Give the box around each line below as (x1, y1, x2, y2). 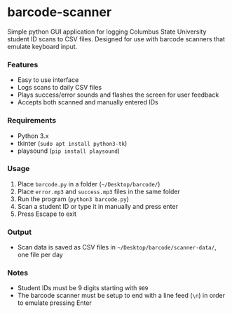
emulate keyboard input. (7, 42, 78, 50)
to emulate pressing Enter (17, 299, 93, 307)
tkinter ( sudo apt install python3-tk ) (17, 139, 128, 147)
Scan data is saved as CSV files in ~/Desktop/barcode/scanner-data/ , (17, 243, 217, 252)
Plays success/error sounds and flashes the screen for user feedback (17, 90, 219, 99)
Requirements (7, 116, 57, 125)
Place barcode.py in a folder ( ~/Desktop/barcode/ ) (17, 179, 161, 188)
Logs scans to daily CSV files (17, 83, 102, 92)
